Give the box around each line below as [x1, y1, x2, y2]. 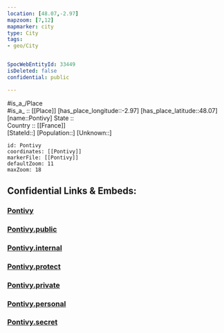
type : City [7, 29, 39, 37]
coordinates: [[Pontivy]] [7, 148, 82, 155]
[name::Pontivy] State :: [7, 114, 75, 122]
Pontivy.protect [7, 262, 61, 271]
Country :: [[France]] [7, 121, 66, 129]
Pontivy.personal [7, 299, 66, 309]
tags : [7, 36, 23, 43]
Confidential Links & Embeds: [7, 185, 137, 197]
